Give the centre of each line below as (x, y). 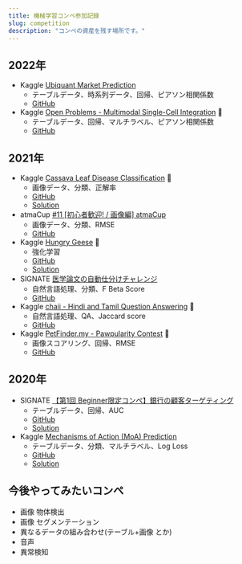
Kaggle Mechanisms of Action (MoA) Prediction (99, 436)
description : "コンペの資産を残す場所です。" (77, 31)
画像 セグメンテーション (60, 521)
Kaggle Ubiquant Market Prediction (78, 85)
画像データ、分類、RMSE (73, 225)
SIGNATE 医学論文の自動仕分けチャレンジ (89, 279)
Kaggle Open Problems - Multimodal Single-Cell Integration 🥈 (121, 112)
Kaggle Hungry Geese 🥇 (60, 242)
